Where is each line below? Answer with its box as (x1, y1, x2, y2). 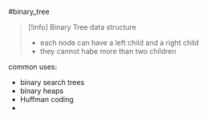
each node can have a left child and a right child (39, 38, 199, 47)
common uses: (8, 62, 58, 71)
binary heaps (19, 86, 64, 96)
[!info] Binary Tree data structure (27, 22, 136, 31)
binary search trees (19, 78, 85, 87)
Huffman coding (19, 95, 74, 104)
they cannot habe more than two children (39, 47, 177, 55)
